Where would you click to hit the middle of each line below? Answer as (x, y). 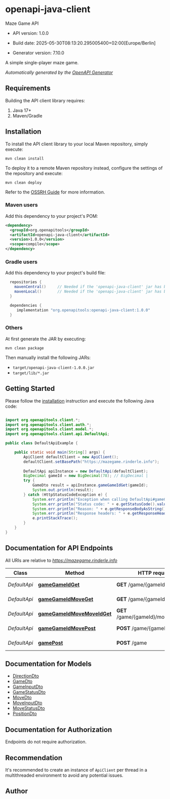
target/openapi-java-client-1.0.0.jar (53, 368)
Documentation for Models (49, 664)
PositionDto (25, 714)
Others (14, 328)
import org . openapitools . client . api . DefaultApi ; (57, 434)
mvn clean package (25, 348)
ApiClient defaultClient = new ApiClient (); (71, 457)
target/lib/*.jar (31, 373)
